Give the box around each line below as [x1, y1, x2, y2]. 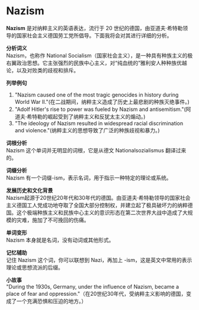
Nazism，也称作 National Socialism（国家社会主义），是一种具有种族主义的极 [6, 52, 193, 59]
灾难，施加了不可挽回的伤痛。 [16, 216, 89, 223]
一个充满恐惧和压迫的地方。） [16, 298, 87, 305]
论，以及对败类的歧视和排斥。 [6, 66, 79, 73]
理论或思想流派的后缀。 [6, 264, 63, 271]
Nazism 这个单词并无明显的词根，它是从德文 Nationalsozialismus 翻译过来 [6, 146, 187, 154]
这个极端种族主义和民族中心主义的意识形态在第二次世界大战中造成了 [16, 209, 182, 216]
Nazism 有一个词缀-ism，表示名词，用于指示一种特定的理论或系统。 [6, 174, 172, 181]
